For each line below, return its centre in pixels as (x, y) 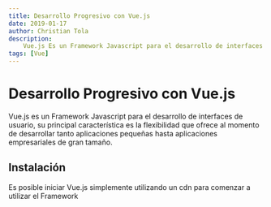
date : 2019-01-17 (38, 24)
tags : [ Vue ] (28, 54)
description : (30, 39)
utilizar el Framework (43, 196)
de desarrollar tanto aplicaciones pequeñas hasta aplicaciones (113, 133)
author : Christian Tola (49, 31)
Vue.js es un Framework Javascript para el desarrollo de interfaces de (126, 116)
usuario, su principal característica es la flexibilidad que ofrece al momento (134, 125)
